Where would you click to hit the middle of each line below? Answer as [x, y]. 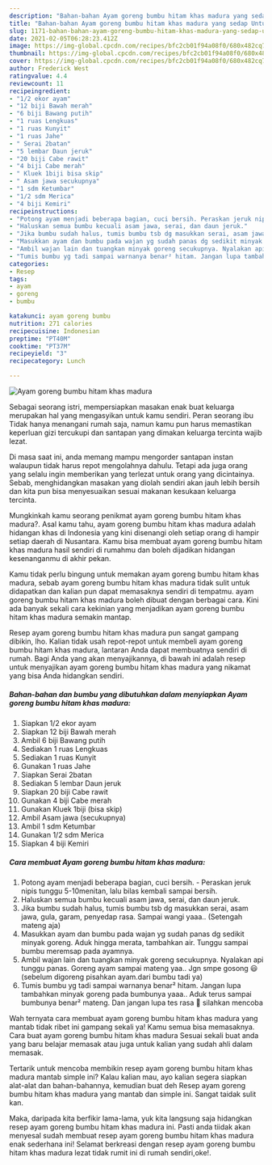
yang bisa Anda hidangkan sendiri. [67, 675]
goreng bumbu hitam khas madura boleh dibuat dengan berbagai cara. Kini [134, 600]
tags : [18, 279]
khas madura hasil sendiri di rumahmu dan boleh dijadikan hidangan [122, 550]
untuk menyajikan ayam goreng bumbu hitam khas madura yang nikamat [130, 667]
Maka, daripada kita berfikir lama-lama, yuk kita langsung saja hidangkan [131, 1118]
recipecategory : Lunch [47, 361]
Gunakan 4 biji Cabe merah [66, 800]
